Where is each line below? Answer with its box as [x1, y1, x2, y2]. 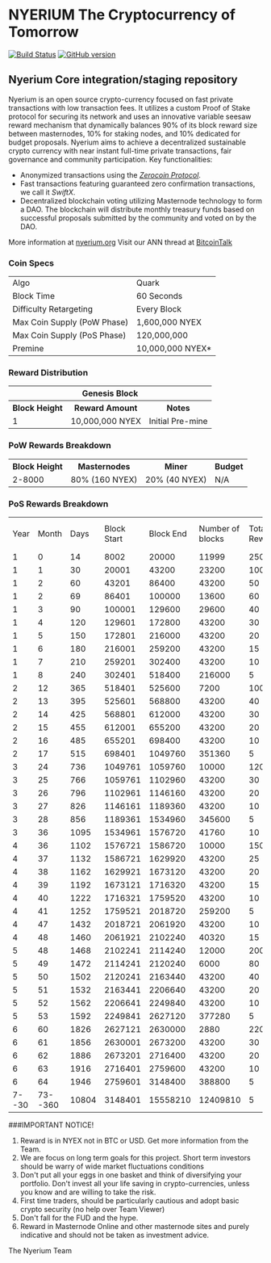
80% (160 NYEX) [70, 474, 138, 485]
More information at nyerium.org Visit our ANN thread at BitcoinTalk [8, 237, 232, 247]
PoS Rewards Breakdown [8, 498, 109, 510]
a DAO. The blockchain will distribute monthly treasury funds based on [19, 204, 255, 214]
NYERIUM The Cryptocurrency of [8, 6, 236, 24]
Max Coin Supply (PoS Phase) [12, 329, 127, 341]
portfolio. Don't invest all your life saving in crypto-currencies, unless [19, 1178, 250, 1188]
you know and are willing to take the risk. [19, 1187, 156, 1197]
